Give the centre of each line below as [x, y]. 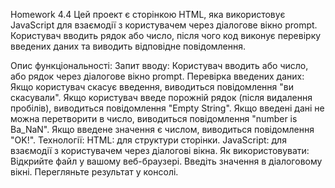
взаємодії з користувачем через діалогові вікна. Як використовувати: [160, 150]
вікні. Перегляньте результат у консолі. [94, 172]
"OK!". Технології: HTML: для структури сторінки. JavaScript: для [148, 140]
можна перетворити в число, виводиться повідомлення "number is [154, 118]
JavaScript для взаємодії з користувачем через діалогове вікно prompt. [164, 25]
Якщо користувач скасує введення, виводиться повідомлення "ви [152, 87]
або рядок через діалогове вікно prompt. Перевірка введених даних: [157, 76]
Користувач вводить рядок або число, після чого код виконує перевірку [166, 35]
